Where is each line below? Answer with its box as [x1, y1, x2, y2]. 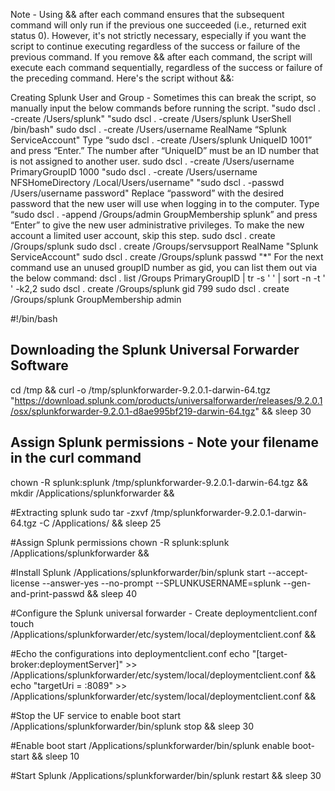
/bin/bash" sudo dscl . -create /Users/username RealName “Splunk [10, 124, 288, 135]
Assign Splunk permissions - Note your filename [10, 434, 319, 451]
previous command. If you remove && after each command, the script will [10, 51, 313, 63]
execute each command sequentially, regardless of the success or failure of [10, 62, 323, 73]
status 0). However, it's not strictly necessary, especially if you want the [10, 30, 307, 41]
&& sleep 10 [31, 750, 80, 762]
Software [10, 357, 69, 374]
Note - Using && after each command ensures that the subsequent [10, 9, 285, 20]
